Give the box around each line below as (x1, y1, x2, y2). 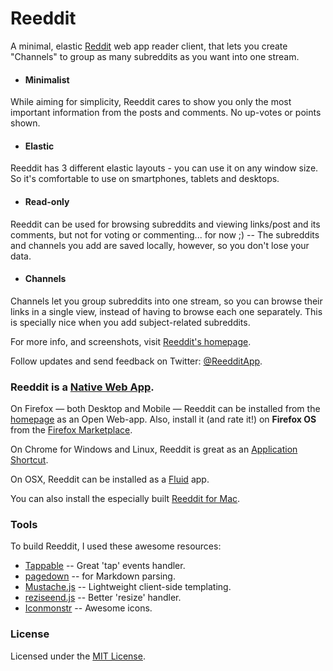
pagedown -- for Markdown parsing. (24, 570, 176, 582)
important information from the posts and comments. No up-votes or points (10, 107, 322, 119)
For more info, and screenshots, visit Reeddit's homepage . (10, 335, 252, 347)
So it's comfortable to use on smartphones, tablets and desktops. (10, 173, 280, 185)
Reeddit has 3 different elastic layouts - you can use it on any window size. (10, 162, 319, 174)
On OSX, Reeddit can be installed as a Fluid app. (10, 473, 210, 486)
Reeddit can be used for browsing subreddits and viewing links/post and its (10, 218, 321, 230)
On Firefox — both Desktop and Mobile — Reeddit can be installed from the (10, 403, 321, 415)
